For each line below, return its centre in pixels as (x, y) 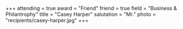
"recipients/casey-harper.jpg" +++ (47, 20)
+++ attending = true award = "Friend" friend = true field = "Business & (91, 8)
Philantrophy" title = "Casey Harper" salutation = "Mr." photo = (81, 14)
